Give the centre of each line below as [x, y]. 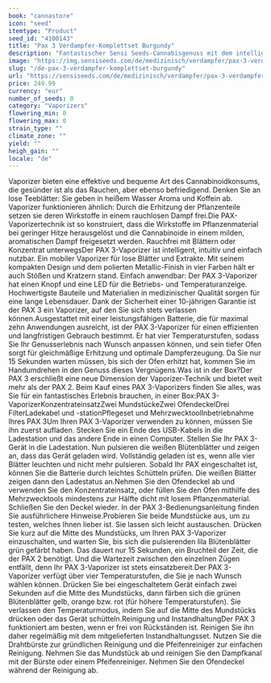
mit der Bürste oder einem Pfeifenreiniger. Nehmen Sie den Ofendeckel [126, 662]
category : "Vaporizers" [48, 106]
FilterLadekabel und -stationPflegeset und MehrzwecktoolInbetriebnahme [131, 413]
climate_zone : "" [38, 136]
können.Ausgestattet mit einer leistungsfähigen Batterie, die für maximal [128, 319]
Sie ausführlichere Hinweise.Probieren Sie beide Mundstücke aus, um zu [129, 516]
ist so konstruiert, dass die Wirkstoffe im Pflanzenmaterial [163, 224]
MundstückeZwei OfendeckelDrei [174, 404]
